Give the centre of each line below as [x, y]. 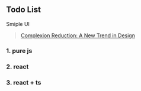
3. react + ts [24, 82]
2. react [17, 66]
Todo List [24, 10]
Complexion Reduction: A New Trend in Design [78, 35]
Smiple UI [18, 24]
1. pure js [19, 51]
